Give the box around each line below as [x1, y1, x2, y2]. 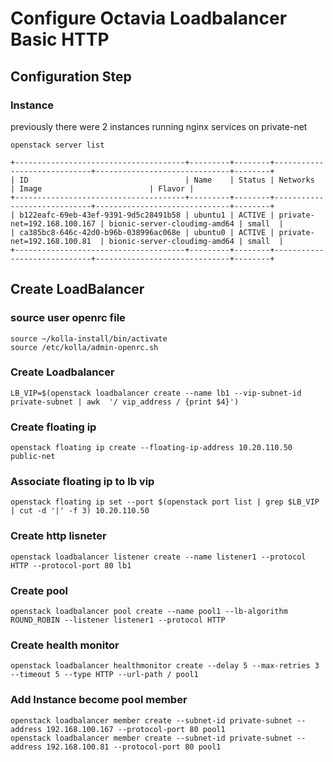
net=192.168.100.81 [10, 236, 92, 246]
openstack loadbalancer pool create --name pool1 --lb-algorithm [10, 607, 288, 617]
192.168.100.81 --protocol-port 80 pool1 [46, 742, 222, 752]
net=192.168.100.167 [10, 218, 97, 229]
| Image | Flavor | [10, 183, 195, 194]
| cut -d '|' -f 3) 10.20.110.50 [10, 506, 150, 516]
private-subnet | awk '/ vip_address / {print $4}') [10, 397, 240, 407]
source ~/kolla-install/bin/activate [10, 333, 168, 344]
